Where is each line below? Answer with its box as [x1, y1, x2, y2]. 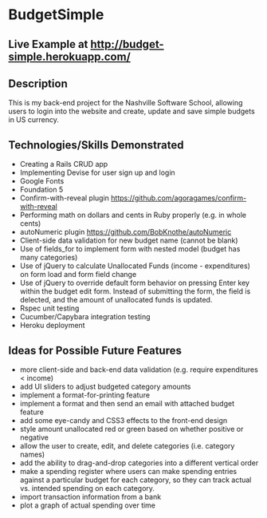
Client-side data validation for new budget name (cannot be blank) [19, 235, 238, 245]
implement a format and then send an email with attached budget [19, 399, 235, 409]
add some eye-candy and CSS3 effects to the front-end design [19, 416, 228, 425]
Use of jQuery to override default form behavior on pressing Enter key [19, 278, 249, 288]
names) [19, 449, 45, 460]
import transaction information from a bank [19, 492, 162, 502]
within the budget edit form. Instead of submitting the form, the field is [19, 287, 251, 296]
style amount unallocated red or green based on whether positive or [19, 425, 244, 434]
